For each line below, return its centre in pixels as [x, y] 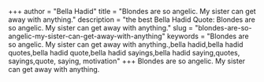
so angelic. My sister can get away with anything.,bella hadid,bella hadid [126, 45]
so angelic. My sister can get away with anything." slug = [101, 28]
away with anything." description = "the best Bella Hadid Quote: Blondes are [132, 20]
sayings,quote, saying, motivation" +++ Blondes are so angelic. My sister [127, 61]
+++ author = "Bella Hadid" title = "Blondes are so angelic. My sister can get [132, 11]
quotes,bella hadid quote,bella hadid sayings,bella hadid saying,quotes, [124, 53]
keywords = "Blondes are [208, 36]
